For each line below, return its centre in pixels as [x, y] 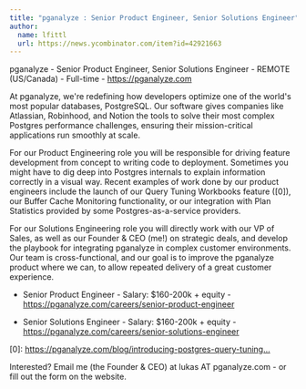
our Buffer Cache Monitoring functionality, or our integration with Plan [140, 201]
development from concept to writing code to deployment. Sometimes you [149, 163]
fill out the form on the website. [68, 377]
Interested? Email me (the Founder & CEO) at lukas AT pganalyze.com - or [148, 367]
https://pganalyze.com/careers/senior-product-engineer [128, 304]
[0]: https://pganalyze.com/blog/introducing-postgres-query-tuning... [140, 349]
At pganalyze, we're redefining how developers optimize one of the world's [150, 97]
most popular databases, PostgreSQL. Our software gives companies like [147, 107]
